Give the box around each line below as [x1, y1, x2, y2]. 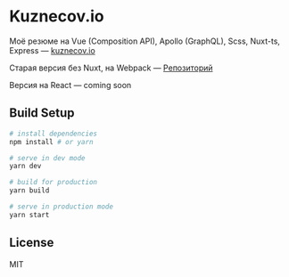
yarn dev [9, 162, 42, 171]
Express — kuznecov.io [9, 45, 95, 55]
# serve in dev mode [9, 153, 87, 162]
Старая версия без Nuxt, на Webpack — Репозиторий [9, 62, 213, 73]
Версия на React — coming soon [9, 79, 132, 90]
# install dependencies [9, 129, 98, 138]
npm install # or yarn [9, 137, 94, 146]
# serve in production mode [9, 202, 114, 211]
